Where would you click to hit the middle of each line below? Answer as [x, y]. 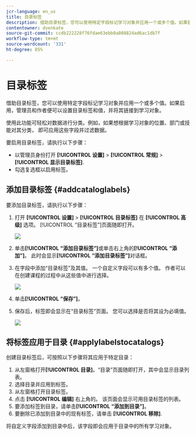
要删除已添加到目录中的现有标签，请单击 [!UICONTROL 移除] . [88, 414]
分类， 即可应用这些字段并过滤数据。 [65, 130]
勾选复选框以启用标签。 [43, 169]
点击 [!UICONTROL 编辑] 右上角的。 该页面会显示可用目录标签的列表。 [99, 399]
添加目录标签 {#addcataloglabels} [68, 190]
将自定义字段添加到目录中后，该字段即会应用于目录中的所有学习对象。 [90, 426]
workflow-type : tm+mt [32, 39]
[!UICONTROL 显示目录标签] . [49, 162]
